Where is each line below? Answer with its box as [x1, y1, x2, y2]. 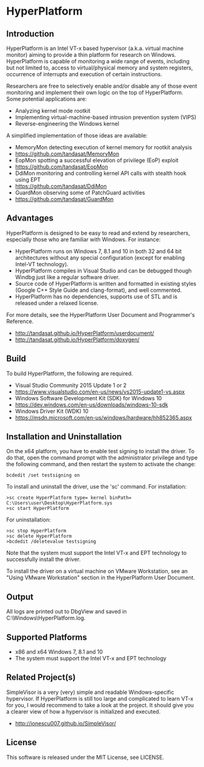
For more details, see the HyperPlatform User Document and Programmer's [6, 311, 195, 318]
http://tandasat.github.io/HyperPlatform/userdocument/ [15, 329, 154, 336]
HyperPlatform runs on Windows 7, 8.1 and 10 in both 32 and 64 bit [15, 247, 182, 255]
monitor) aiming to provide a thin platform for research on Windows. [6, 51, 176, 58]
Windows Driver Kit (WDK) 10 [15, 407, 89, 415]
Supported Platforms [6, 632, 87, 642]
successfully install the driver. [6, 556, 81, 563]
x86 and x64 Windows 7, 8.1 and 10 [15, 648, 103, 656]
